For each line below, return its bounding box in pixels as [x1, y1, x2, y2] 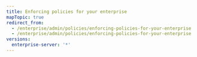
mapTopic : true [6, 14, 44, 20]
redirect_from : [6, 20, 44, 26]
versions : [6, 36, 31, 42]
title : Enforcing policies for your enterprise [6, 8, 128, 15]
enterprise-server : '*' [11, 42, 71, 48]
